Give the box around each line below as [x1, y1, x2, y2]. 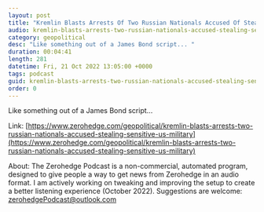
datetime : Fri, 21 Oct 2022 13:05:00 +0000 [8, 63, 153, 71]
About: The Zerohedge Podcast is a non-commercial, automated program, [8, 162, 248, 171]
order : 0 [8, 84, 37, 93]
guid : [8, 77, 26, 85]
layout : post [8, 11, 51, 20]
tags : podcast [8, 70, 55, 78]
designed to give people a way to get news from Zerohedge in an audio [8, 170, 240, 179]
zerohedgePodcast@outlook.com [8, 195, 117, 204]
